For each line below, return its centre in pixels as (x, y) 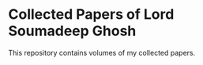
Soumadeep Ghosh (72, 31)
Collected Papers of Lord (91, 14)
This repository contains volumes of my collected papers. (102, 52)
